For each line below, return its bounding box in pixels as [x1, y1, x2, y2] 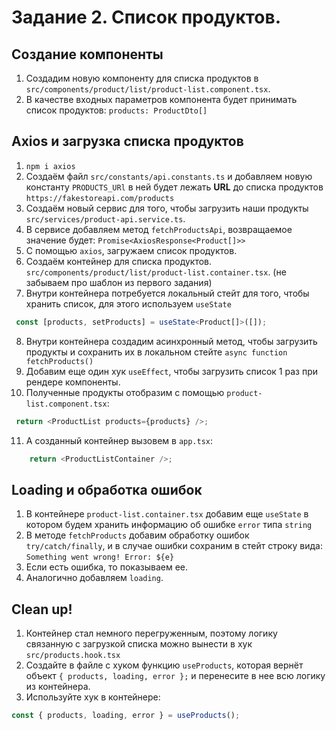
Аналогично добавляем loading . [25, 572, 164, 584]
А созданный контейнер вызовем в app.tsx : [25, 434, 214, 446]
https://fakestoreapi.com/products [25, 193, 175, 203]
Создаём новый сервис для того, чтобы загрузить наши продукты [25, 202, 309, 214]
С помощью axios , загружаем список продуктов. [25, 244, 238, 256]
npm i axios [25, 161, 76, 171]
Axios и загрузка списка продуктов [11, 133, 244, 150]
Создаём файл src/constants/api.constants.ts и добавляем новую [25, 170, 313, 182]
